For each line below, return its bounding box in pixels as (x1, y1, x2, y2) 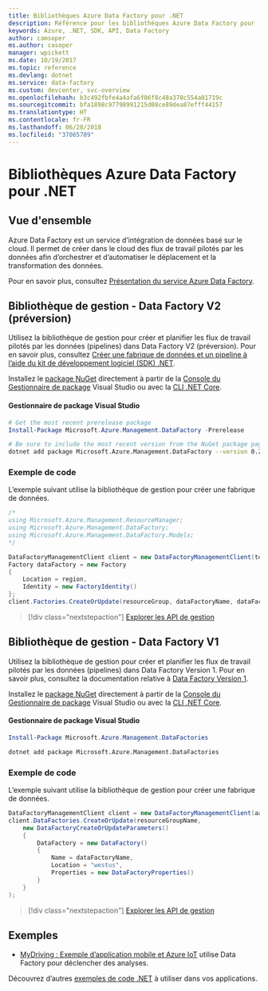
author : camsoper (8, 34, 66, 42)
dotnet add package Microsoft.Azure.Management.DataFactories (8, 748, 219, 756)
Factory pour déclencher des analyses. (19, 958, 149, 968)
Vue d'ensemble (8, 214, 92, 228)
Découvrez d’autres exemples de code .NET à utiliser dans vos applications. (8, 973, 258, 984)
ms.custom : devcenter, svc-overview (8, 86, 130, 94)
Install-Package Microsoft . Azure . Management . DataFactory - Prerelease (8, 426, 245, 434)
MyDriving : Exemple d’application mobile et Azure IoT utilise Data (19, 949, 237, 960)
